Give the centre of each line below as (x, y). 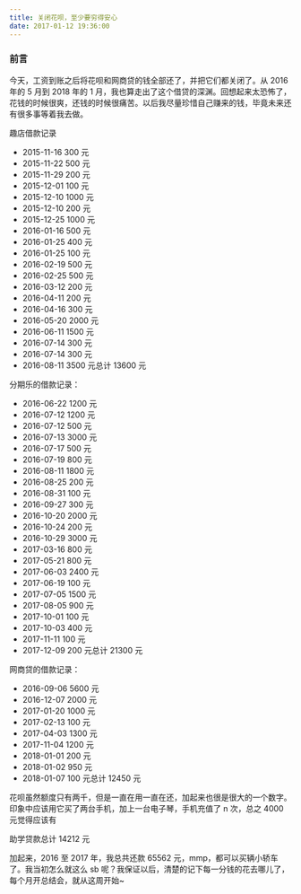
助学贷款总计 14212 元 (50, 838)
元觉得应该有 (33, 819)
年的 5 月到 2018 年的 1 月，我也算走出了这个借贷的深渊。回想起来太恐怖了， (150, 92)
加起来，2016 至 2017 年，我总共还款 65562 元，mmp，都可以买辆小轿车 (144, 857)
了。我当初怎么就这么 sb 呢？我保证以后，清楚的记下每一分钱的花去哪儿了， (149, 869)
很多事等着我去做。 (52, 114)
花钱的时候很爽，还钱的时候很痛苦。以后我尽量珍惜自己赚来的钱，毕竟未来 (146, 102)
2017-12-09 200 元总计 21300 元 (82, 650)
